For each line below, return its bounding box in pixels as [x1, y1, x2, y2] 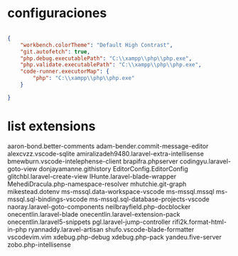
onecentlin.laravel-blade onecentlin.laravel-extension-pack [7, 210, 180, 218]
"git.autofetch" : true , [20, 48, 91, 55]
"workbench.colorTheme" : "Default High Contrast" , [20, 41, 173, 48]
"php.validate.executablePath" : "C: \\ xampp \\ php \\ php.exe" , [20, 61, 202, 68]
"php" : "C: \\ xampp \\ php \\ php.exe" [33, 75, 135, 82]
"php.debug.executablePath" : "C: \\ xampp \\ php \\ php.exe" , [20, 55, 193, 62]
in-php [7, 225, 27, 233]
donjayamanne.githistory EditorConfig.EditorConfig [38, 164, 188, 173]
